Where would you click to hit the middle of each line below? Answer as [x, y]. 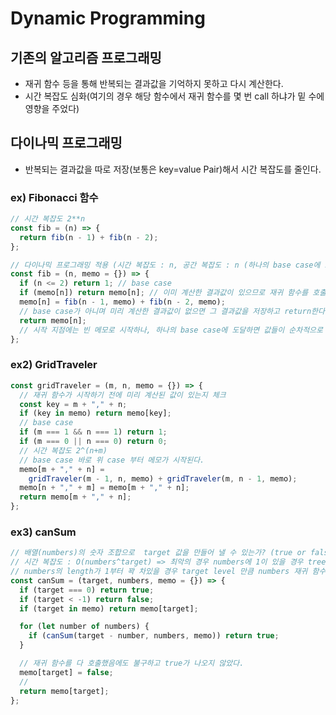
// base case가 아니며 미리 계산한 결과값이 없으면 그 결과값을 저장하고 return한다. [174, 311]
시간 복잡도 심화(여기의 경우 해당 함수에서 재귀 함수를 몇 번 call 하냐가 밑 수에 [174, 96]
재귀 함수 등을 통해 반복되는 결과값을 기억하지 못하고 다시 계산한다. [154, 83]
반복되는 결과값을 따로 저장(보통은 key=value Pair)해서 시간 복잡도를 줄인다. [173, 169]
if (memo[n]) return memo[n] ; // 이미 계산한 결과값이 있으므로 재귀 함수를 [164, 293]
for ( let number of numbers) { [84, 627]
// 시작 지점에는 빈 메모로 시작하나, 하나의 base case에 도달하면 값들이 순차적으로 [171, 330]
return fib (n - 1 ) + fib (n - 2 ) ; [89, 237]
